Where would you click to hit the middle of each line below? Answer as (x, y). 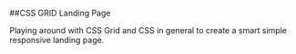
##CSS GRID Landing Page (60, 13)
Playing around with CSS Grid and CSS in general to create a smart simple (148, 30)
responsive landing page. (57, 40)
